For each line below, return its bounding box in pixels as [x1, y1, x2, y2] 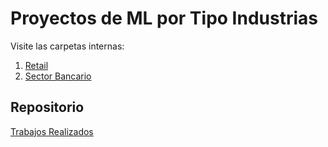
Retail [24, 59, 49, 71]
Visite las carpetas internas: [10, 40, 125, 52]
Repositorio [10, 99, 85, 116]
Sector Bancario [24, 70, 92, 82]
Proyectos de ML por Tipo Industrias [10, 7, 318, 30]
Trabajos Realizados [10, 125, 94, 137]
